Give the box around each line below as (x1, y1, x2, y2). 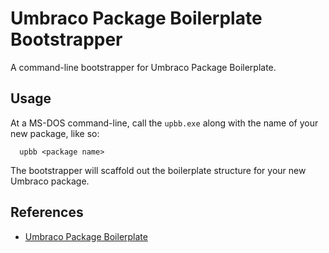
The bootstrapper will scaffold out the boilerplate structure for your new (10, 164, 307, 176)
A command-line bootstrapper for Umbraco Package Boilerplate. (10, 61, 277, 73)
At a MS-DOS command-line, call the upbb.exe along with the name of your (10, 117, 319, 129)
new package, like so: (10, 127, 100, 139)
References (10, 204, 84, 221)
